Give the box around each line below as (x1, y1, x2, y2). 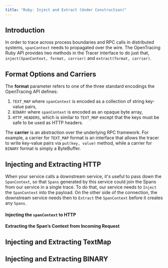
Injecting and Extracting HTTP (5, 160, 101, 168)
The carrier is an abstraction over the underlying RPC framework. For (5, 129, 149, 136)
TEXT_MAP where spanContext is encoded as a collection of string (12, 99, 144, 105)
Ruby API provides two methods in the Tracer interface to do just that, (5, 50, 149, 56)
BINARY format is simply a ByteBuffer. (5, 145, 81, 151)
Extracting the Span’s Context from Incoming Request (5, 223, 120, 229)
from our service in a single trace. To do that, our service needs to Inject (5, 184, 157, 190)
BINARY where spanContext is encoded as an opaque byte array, (12, 109, 143, 115)
